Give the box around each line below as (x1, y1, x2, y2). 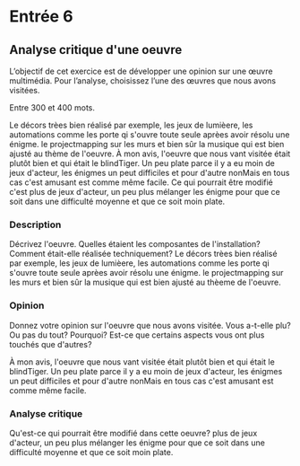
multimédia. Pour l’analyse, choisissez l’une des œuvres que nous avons (9, 75, 276, 86)
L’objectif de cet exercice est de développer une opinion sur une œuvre (9, 66, 273, 76)
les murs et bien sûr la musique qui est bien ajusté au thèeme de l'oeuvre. (9, 277, 282, 288)
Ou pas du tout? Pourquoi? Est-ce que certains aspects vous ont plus (9, 330, 265, 340)
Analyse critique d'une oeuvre (9, 42, 183, 57)
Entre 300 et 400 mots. (9, 102, 96, 113)
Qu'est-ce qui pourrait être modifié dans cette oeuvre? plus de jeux (9, 427, 258, 438)
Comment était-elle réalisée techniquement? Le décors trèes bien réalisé (9, 249, 278, 259)
